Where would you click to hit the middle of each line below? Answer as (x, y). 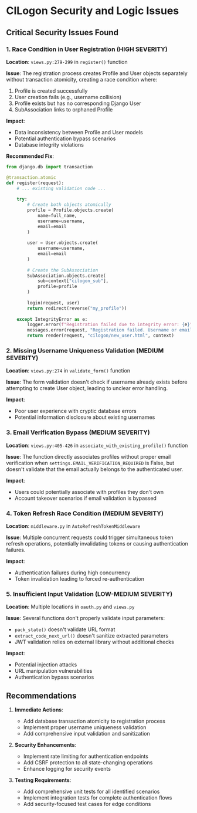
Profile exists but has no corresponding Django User (78, 103)
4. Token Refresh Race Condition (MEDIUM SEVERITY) (85, 513)
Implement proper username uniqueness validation (85, 727)
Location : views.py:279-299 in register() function (67, 62)
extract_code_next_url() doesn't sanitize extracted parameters (91, 636)
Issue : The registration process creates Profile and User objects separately (97, 73)
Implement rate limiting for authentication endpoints (86, 756)
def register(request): (35, 183)
